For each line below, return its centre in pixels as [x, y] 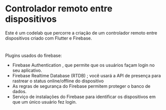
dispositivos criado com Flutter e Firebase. [49, 38]
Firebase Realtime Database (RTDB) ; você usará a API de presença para [86, 76]
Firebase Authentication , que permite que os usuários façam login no [83, 65]
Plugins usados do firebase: [33, 55]
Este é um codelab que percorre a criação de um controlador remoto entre [81, 33]
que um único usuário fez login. [44, 102]
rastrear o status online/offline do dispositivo [58, 81]
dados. [19, 92]
